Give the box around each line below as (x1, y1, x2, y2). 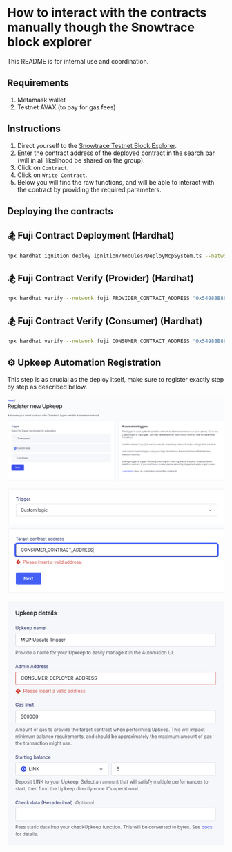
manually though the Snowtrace (7, 19, 195, 35)
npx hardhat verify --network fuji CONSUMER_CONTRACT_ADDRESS (7, 337, 190, 345)
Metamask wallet (17, 95, 66, 104)
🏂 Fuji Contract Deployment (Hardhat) (7, 230, 175, 241)
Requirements (7, 77, 69, 89)
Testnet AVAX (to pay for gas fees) (17, 102, 116, 111)
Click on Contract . (17, 163, 69, 172)
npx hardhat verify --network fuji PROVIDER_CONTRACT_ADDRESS (7, 295, 190, 302)
